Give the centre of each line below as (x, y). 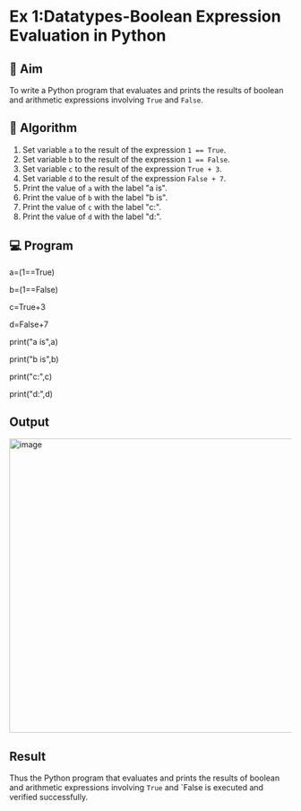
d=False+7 (29, 324)
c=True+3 (28, 306)
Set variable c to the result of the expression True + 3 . (122, 169)
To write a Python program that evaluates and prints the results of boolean (146, 90)
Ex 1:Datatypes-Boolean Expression (145, 17)
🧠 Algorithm (43, 128)
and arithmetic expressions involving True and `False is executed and (137, 788)
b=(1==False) (34, 289)
